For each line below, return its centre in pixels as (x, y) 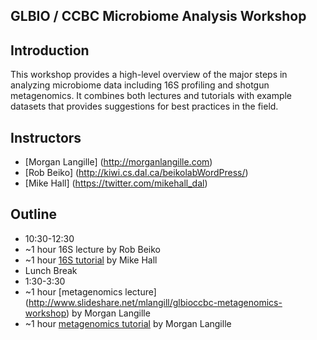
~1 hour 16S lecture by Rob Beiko (92, 249)
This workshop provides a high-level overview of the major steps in (149, 75)
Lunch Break (51, 270)
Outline (33, 214)
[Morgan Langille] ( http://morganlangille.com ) (118, 162)
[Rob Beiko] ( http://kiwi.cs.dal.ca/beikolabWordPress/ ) (136, 173)
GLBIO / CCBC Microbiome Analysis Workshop (158, 16)
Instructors (46, 137)
